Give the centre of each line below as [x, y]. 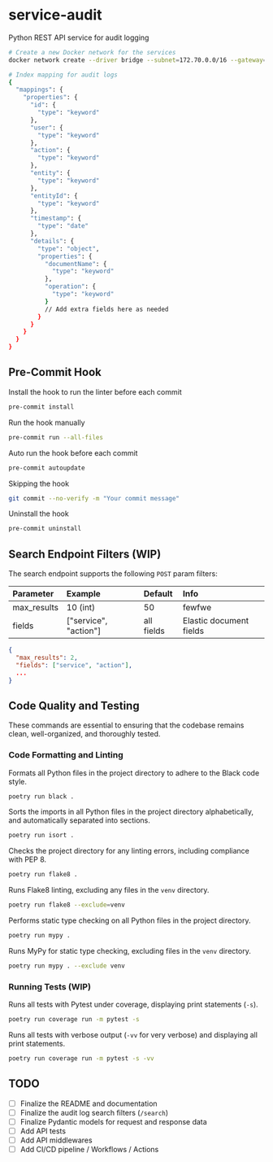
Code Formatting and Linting [66, 755]
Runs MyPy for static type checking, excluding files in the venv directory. [130, 950]
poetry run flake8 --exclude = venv [67, 905]
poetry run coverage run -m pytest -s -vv [81, 1058]
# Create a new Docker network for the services [92, 52]
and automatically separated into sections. [79, 820]
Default [158, 594]
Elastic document [216, 621]
